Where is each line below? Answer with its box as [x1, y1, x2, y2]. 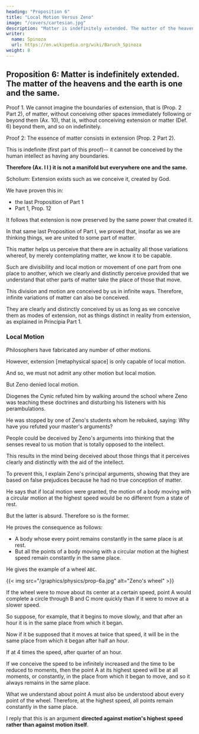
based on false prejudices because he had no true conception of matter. [6, 476, 182, 484]
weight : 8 [6, 48, 31, 54]
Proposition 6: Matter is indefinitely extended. [6, 70, 179, 80]
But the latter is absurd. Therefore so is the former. [6, 512, 130, 519]
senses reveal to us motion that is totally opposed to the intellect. [6, 441, 165, 448]
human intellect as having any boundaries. [6, 152, 110, 159]
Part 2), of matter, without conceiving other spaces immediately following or [6, 110, 192, 117]
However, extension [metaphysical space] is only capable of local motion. [6, 357, 186, 365]
